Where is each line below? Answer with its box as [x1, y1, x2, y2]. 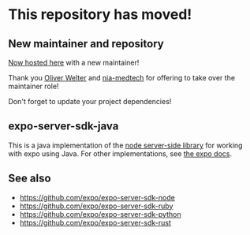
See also [8, 172, 51, 185]
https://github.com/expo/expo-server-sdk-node [19, 192, 175, 202]
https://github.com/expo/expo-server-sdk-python [19, 209, 181, 218]
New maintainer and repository [8, 37, 164, 50]
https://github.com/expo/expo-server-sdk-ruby [19, 201, 174, 211]
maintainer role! [8, 81, 59, 91]
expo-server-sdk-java [8, 120, 119, 133]
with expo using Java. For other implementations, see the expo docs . [8, 148, 233, 159]
